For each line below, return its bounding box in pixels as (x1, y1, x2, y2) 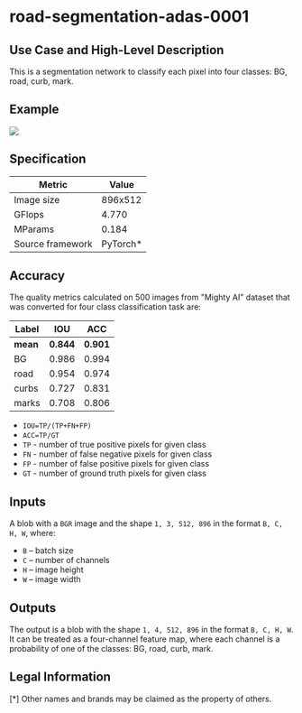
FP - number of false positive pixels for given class (22, 458, 210, 469)
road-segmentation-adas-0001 (9, 6, 250, 27)
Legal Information (9, 670, 111, 685)
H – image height (22, 564, 84, 575)
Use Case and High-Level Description (9, 42, 224, 58)
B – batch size (22, 545, 74, 556)
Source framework (14, 237, 93, 250)
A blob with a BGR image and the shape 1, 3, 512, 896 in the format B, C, (9, 518, 284, 529)
